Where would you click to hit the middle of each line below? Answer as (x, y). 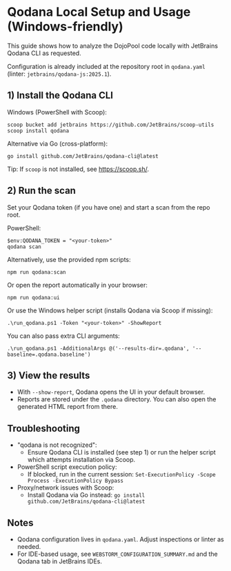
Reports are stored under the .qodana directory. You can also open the (117, 399)
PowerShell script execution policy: (67, 467)
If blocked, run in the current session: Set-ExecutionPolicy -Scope (121, 474)
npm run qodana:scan (37, 272)
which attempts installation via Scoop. (81, 460)
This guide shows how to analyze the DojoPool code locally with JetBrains (113, 46)
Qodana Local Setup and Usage (99, 12)
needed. (29, 547)
